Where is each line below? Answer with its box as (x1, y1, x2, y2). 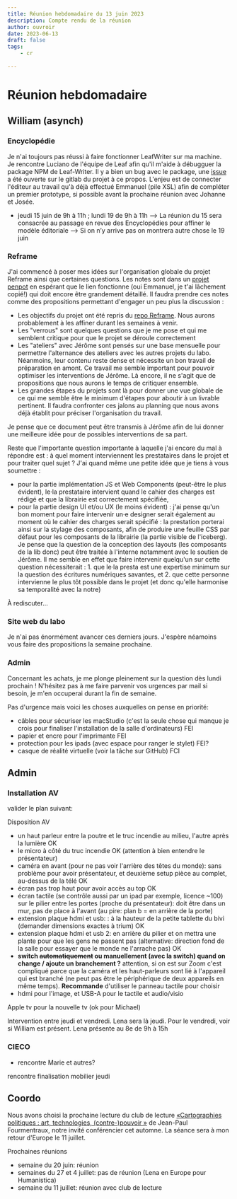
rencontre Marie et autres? (17, 1058, 96, 1067)
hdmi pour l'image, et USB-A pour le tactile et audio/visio (17, 990, 184, 998)
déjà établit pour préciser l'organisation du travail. (17, 408, 163, 417)
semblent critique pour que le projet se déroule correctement (17, 333, 196, 342)
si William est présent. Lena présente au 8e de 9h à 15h (7, 1024, 168, 1033)
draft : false (7, 37, 46, 44)
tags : (7, 43, 23, 50)
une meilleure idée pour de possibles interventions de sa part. (7, 429, 188, 439)
